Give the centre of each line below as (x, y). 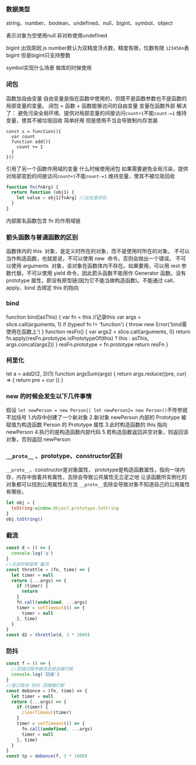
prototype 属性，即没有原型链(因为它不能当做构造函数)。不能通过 (85, 281)
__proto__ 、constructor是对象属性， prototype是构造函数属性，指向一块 (93, 470)
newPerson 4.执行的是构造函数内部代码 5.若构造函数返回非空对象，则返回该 (97, 432)
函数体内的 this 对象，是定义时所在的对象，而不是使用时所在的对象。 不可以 (98, 251)
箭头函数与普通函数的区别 (42, 237)
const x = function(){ (34, 131)
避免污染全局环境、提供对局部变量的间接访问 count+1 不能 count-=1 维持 (102, 113)
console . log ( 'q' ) (32, 554)
